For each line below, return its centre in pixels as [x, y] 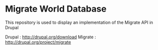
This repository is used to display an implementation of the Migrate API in [79, 22]
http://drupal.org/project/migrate [38, 42]
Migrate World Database [56, 9]
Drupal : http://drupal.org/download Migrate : [51, 37]
